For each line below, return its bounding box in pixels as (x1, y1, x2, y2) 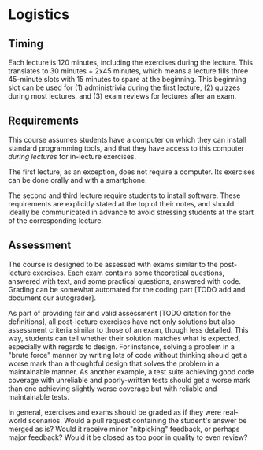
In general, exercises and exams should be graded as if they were (8, 407, 222, 417)
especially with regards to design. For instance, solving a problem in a (8, 341, 235, 351)
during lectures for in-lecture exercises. (8, 151, 137, 161)
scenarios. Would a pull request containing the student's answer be (28, 415, 247, 425)
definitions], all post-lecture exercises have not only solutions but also (8, 317, 235, 326)
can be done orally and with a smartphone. (8, 175, 147, 184)
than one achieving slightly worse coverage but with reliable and (8, 384, 217, 393)
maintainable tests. (8, 392, 69, 401)
